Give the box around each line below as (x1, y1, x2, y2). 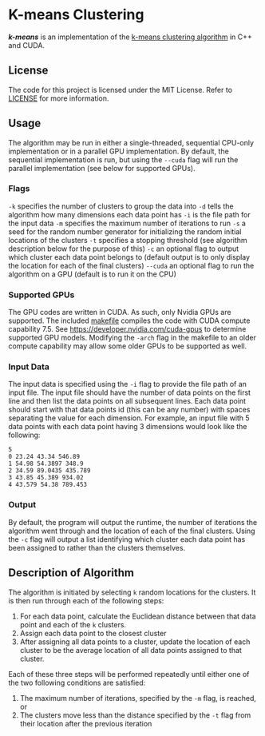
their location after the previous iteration (19, 718, 152, 728)
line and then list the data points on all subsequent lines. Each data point (8, 396, 246, 406)
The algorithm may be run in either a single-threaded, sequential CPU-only (8, 137, 254, 147)
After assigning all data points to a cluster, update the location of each (19, 637, 251, 646)
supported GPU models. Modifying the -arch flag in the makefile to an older (8, 333, 257, 343)
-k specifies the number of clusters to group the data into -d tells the (8, 201, 234, 211)
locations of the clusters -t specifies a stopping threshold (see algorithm (8, 235, 247, 245)
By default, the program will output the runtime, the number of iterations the (8, 517, 258, 527)
